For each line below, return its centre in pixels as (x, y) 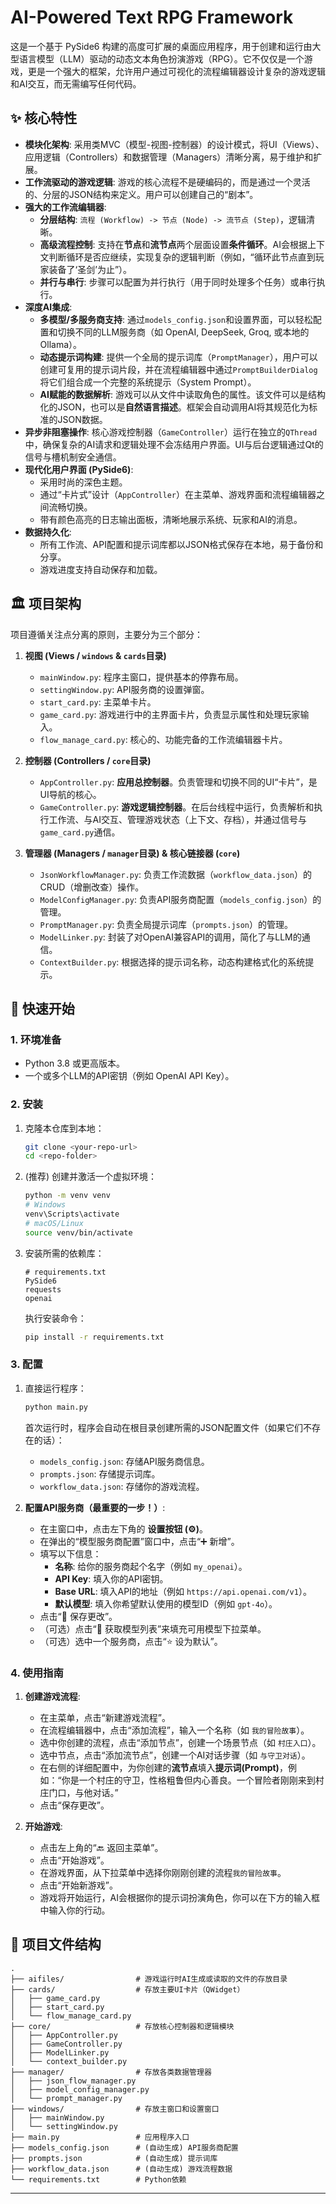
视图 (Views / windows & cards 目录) (95, 655)
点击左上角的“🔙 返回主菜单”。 (101, 1848)
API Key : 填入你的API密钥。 (111, 1578)
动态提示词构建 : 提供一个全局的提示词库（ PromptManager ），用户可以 (178, 357)
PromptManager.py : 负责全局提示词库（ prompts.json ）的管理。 (166, 924)
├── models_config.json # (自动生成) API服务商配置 (124, 2147)
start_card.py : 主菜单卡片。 (98, 702)
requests (43, 1289)
